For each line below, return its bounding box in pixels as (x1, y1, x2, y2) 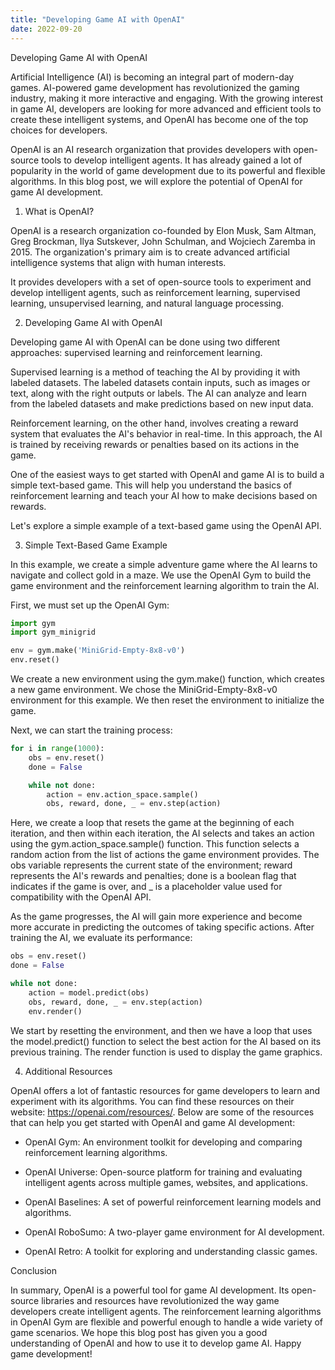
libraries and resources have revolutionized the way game (41, 1294, 280, 1306)
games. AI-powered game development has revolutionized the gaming (10, 81, 300, 93)
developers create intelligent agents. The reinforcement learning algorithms (10, 1305, 322, 1317)
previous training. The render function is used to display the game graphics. (10, 1046, 323, 1058)
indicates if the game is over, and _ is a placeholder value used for (10, 881, 283, 893)
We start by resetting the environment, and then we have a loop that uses (10, 1024, 313, 1036)
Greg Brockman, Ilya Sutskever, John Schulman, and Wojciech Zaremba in (10, 235, 316, 247)
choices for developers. (10, 124, 108, 136)
